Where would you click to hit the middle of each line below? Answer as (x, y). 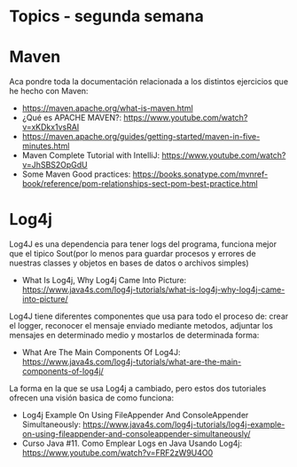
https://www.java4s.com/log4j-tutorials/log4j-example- (184, 424)
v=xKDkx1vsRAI (51, 127)
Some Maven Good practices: (76, 174)
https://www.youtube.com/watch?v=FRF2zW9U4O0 (117, 453)
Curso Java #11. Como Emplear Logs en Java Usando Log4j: (132, 443)
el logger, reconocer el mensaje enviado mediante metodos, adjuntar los (141, 326)
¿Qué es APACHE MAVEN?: (72, 118)
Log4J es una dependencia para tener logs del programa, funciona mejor (143, 244)
